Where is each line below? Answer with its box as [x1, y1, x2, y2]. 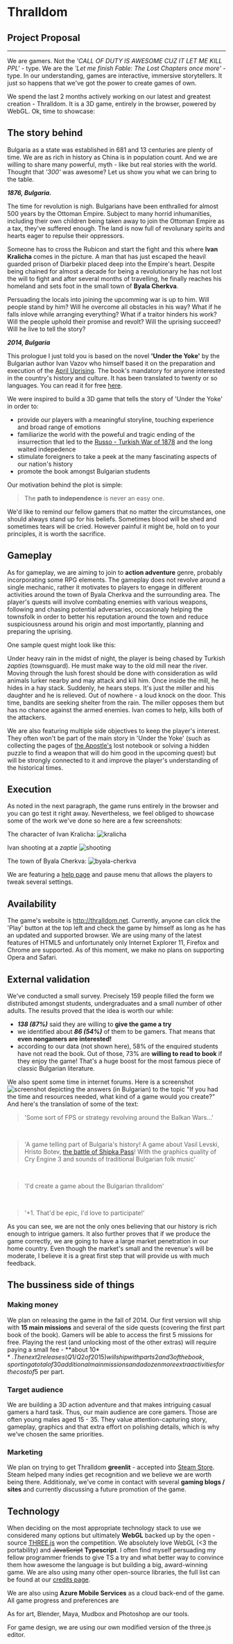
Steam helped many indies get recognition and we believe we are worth [7, 1470, 212, 1479]
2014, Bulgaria [7, 338, 51, 346]
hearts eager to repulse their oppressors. [7, 231, 125, 240]
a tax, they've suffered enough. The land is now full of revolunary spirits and [7, 224, 225, 233]
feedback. [7, 1259, 36, 1268]
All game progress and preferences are [7, 1596, 119, 1604]
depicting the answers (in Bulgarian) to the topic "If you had [47, 1085, 218, 1093]
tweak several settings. [7, 878, 74, 886]
